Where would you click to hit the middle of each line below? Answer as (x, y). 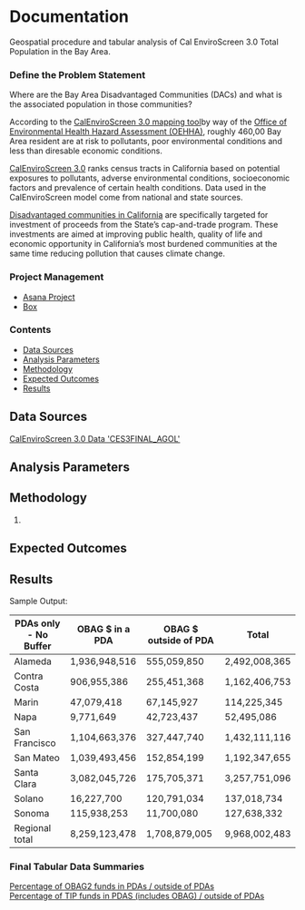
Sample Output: (39, 602)
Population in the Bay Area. (60, 51)
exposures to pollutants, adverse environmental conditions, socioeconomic (150, 178)
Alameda (33, 661)
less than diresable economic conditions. (86, 151)
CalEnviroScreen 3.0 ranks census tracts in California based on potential (145, 169)
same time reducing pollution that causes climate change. (117, 254)
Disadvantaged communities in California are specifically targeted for (139, 215)
